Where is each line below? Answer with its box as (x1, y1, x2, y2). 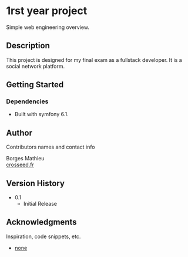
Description (6, 41, 50, 51)
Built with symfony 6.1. (14, 111, 69, 118)
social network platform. (6, 62, 65, 70)
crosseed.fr (6, 161, 34, 169)
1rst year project (6, 4, 88, 18)
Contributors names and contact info (6, 143, 95, 151)
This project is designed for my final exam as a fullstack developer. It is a (6, 56, 182, 63)
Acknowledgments (6, 217, 78, 228)
